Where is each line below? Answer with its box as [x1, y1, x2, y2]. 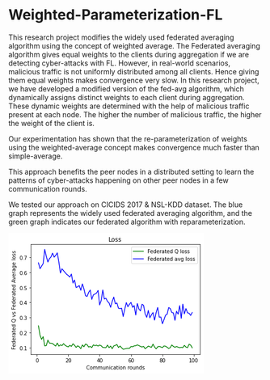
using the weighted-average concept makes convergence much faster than [8, 142, 260, 152]
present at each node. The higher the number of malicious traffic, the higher [8, 109, 262, 119]
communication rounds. [8, 184, 87, 193]
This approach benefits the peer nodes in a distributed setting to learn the [8, 167, 255, 176]
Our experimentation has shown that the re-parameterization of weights [8, 133, 248, 143]
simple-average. [8, 151, 63, 161]
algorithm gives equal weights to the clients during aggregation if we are [8, 49, 250, 59]
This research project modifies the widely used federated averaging [8, 32, 234, 42]
